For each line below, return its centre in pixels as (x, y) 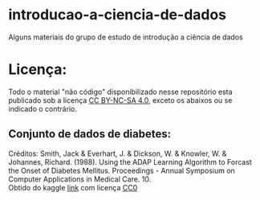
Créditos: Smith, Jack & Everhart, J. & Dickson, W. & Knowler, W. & (118, 153)
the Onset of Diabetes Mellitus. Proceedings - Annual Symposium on (122, 170)
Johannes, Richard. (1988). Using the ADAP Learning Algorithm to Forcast (130, 161)
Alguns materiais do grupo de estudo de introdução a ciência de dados (126, 37)
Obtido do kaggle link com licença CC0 (73, 187)
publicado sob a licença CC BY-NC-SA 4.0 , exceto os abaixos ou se (120, 100)
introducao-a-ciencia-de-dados (118, 15)
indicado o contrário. (43, 108)
